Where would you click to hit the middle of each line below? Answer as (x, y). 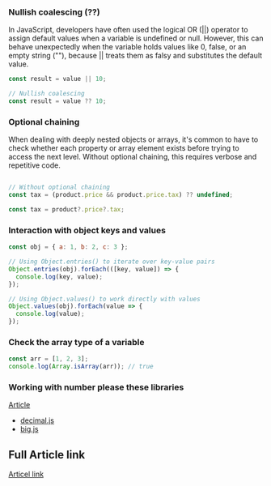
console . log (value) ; (50, 314)
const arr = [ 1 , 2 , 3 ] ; (49, 359)
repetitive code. (34, 165)
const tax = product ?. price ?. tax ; (67, 209)
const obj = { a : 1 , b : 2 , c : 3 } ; (68, 247)
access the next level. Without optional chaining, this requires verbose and (133, 157)
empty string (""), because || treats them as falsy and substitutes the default (135, 56)
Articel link (26, 474)
